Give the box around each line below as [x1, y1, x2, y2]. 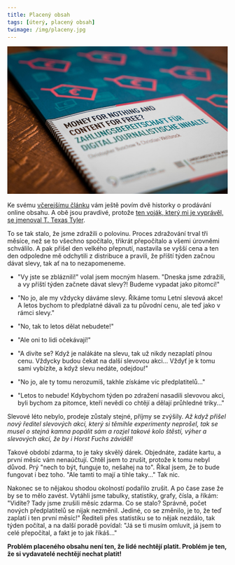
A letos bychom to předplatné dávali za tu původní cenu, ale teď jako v [17, 301, 221, 309]
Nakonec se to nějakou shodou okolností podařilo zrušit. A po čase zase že [7, 484, 224, 492]
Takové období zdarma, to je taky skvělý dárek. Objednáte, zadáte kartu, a [7, 448, 222, 456]
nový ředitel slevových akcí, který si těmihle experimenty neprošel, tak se [7, 419, 218, 428]
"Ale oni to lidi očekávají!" [17, 335, 91, 344]
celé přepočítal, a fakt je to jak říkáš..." [7, 529, 117, 537]
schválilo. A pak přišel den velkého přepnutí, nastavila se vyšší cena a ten [7, 244, 219, 252]
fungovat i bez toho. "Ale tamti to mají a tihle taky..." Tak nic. [7, 470, 180, 479]
